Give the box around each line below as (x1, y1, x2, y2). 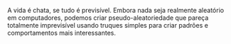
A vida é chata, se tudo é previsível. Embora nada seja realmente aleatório (7, 6, 225, 14)
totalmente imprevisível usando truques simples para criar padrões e (7, 21, 208, 29)
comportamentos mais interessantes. (7, 28, 116, 37)
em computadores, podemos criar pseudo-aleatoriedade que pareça (7, 13, 209, 22)
